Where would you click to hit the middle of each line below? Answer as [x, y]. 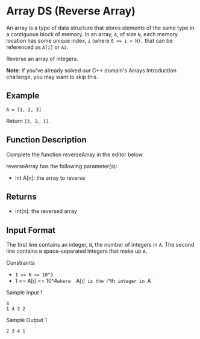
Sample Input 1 [25, 293]
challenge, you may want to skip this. [52, 77]
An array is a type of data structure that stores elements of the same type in [100, 28]
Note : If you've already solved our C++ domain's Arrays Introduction [91, 70]
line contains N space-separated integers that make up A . [77, 251]
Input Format [31, 230]
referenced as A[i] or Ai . [37, 47]
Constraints [20, 263]
